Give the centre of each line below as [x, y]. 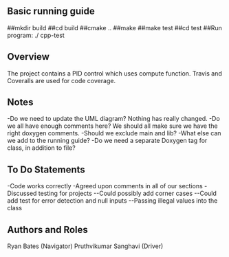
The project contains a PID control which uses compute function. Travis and [115, 73]
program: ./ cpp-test [36, 35]
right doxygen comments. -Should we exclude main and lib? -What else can [114, 133]
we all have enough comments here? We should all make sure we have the [112, 126]
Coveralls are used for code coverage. [61, 80]
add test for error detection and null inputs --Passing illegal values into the [112, 201]
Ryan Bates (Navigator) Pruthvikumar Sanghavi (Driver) [85, 246]
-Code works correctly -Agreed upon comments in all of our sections [105, 186]
